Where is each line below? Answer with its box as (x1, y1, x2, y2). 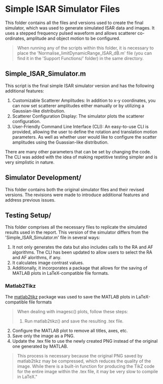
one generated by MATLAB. (12, 343, 69, 349)
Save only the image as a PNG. (12, 333, 75, 339)
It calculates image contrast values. (12, 260, 84, 266)
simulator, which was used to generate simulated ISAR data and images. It (5, 25, 155, 30)
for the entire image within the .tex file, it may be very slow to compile (17, 368, 158, 374)
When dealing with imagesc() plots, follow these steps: (17, 308, 129, 314)
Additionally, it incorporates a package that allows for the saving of (12, 265, 148, 271)
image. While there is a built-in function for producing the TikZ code (17, 363, 155, 369)
